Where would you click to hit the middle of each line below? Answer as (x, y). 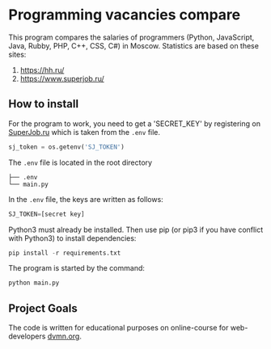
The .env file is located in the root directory (80, 162)
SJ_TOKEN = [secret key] (47, 214)
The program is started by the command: (77, 268)
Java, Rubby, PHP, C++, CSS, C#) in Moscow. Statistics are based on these (133, 45)
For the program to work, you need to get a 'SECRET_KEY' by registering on (135, 124)
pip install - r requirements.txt (65, 253)
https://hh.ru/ (42, 69)
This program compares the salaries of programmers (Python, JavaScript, (131, 37)
